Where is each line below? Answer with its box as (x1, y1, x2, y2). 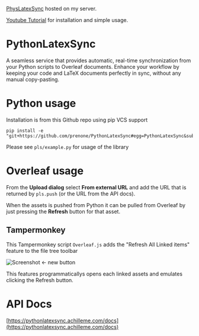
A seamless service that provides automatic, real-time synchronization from (6, 56, 191, 64)
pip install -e (6, 128, 44, 134)
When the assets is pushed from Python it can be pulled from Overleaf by (6, 201, 185, 208)
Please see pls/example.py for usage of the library (6, 143, 129, 150)
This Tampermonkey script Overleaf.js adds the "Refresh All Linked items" (6, 240, 190, 248)
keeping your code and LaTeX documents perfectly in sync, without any (6, 69, 182, 77)
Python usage (6, 97, 76, 110)
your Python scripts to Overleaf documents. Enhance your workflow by (6, 63, 179, 70)
